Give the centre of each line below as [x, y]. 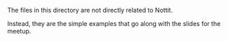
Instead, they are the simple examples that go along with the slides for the [114, 23]
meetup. [19, 31]
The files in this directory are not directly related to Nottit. [90, 10]
